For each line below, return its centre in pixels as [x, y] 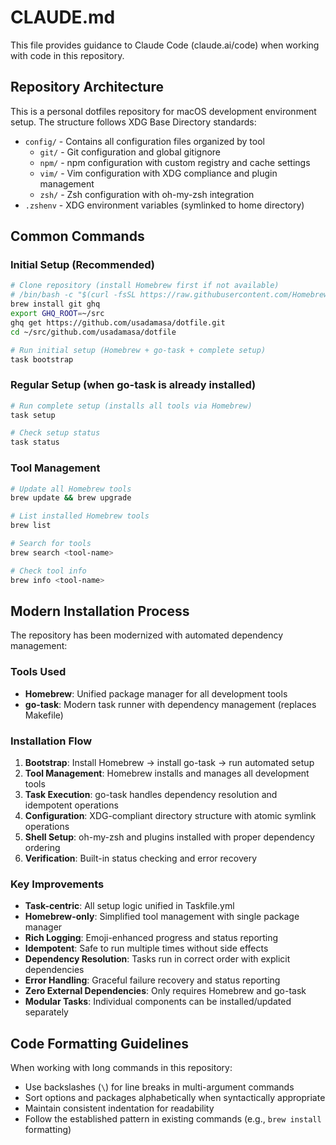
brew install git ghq [55, 304]
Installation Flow [51, 741]
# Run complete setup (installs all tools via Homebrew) [131, 406]
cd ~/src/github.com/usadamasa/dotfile [93, 332]
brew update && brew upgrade [71, 498]
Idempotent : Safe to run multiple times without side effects [146, 948]
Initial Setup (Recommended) [82, 265]
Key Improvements [57, 884]
